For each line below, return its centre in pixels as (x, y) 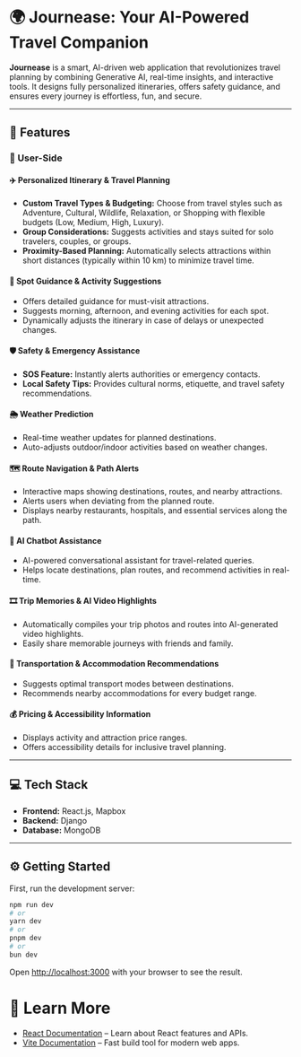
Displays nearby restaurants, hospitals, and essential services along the (155, 511)
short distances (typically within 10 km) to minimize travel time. (138, 260)
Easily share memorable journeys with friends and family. (128, 643)
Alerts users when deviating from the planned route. (118, 501)
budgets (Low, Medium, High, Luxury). (93, 223)
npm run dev (31, 904)
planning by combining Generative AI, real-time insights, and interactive (142, 76)
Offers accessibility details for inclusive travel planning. (124, 747)
